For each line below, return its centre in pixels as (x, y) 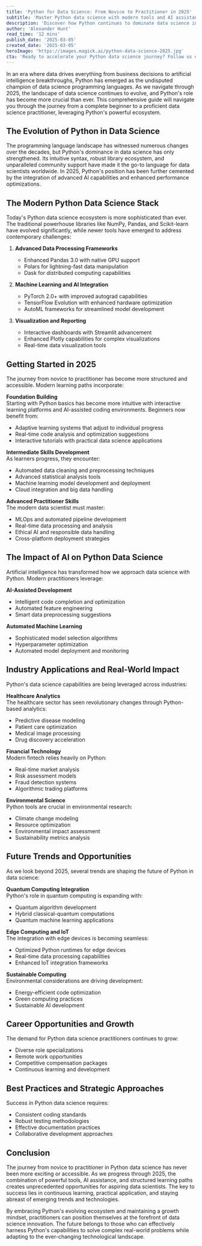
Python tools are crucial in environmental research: (69, 807)
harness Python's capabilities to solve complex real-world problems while (98, 1230)
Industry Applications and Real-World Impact (93, 670)
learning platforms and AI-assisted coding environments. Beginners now (96, 410)
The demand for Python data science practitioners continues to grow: (92, 1039)
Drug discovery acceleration (50, 740)
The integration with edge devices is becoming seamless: (78, 938)
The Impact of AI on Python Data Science (85, 557)
